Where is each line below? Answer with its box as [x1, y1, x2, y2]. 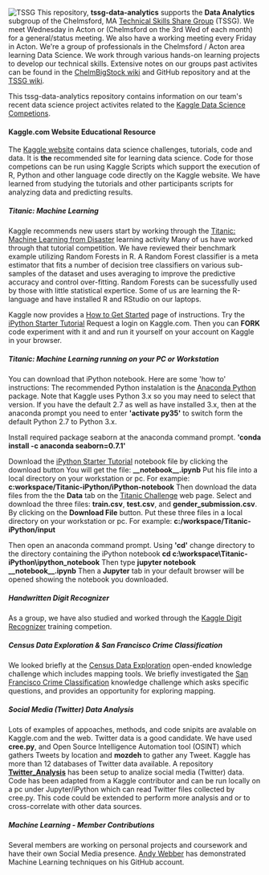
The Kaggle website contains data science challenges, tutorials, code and [8, 145, 253, 154]
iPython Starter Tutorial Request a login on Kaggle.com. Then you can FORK [8, 318, 261, 329]
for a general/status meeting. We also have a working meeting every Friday [8, 33, 257, 43]
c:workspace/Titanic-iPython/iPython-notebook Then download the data [8, 482, 257, 492]
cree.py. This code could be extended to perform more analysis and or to [8, 793, 251, 803]
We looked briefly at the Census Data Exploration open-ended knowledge [8, 660, 252, 670]
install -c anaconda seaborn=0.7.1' [8, 441, 126, 451]
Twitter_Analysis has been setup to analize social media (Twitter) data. [8, 767, 245, 777]
